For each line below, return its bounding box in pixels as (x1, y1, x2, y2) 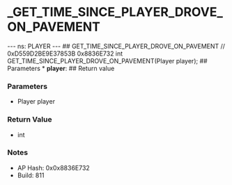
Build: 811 (17, 171, 45, 179)
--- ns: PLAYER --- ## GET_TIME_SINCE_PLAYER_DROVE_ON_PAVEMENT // (7, 42, 225, 50)
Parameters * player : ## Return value (7, 64, 115, 72)
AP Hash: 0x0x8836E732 (17, 163, 91, 172)
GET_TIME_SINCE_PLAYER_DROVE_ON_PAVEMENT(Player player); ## (7, 56, 208, 65)
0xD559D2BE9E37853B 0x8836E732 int (7, 49, 123, 58)
